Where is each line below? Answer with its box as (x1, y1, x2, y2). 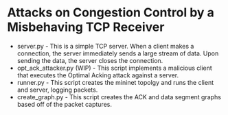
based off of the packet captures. (16, 100, 112, 108)
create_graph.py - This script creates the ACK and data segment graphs (16, 92, 222, 101)
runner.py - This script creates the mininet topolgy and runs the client (16, 78, 214, 86)
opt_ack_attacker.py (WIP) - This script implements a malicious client (16, 64, 213, 72)
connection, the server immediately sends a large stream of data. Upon (16, 49, 219, 57)
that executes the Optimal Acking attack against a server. (16, 71, 179, 79)
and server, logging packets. (16, 86, 98, 94)
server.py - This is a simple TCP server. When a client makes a (16, 42, 194, 50)
